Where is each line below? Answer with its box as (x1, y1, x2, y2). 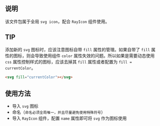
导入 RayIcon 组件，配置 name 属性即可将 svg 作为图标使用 (12, 115, 127, 121)
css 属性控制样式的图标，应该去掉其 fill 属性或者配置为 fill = (5, 59, 132, 64)
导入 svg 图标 (12, 103, 39, 109)
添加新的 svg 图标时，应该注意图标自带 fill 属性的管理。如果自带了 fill (5, 46, 150, 52)
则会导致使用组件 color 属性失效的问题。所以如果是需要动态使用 (26, 53, 155, 59)
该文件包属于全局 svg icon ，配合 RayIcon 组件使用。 (5, 19, 110, 24)
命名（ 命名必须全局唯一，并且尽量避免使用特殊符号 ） (12, 109, 106, 115)
